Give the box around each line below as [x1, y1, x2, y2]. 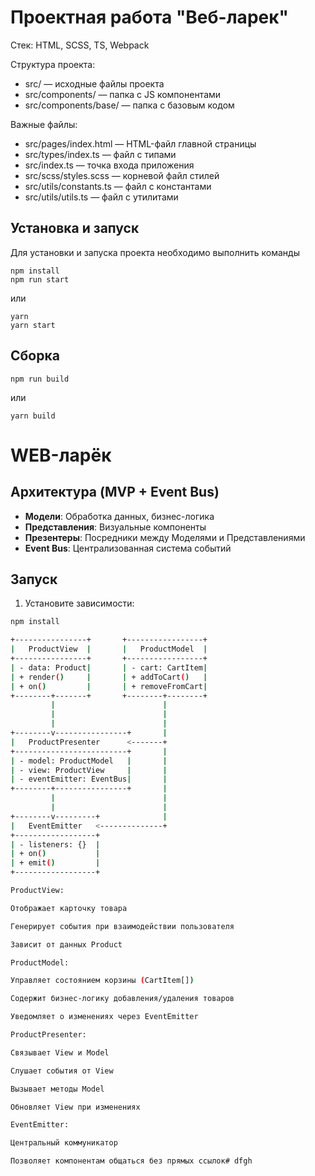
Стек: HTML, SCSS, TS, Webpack [10, 39, 150, 51]
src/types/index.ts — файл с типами [24, 148, 177, 160]
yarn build [10, 411, 56, 421]
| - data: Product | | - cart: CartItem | [10, 662, 208, 673]
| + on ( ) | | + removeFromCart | [10, 681, 208, 691]
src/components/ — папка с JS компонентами [24, 88, 222, 100]
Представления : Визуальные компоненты [24, 521, 207, 533]
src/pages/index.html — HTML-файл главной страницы [24, 137, 257, 150]
